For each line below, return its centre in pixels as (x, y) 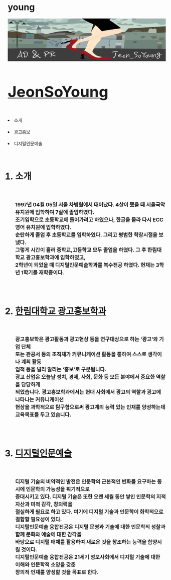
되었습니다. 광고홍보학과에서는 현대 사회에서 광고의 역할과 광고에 (88, 392)
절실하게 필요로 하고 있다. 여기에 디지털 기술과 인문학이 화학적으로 (89, 512)
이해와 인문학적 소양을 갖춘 (45, 564)
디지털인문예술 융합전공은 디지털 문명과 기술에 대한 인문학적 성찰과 (90, 527)
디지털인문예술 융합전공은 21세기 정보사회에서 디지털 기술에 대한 (88, 557)
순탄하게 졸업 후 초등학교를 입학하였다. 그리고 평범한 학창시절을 (86, 235)
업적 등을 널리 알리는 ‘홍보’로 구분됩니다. (61, 370)
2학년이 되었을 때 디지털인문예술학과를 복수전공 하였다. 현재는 (85, 265)
